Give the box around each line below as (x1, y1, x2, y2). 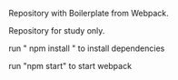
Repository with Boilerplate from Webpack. (8, 8, 169, 18)
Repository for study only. (8, 25, 105, 35)
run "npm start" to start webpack (8, 61, 133, 71)
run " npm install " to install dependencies (8, 43, 165, 54)
